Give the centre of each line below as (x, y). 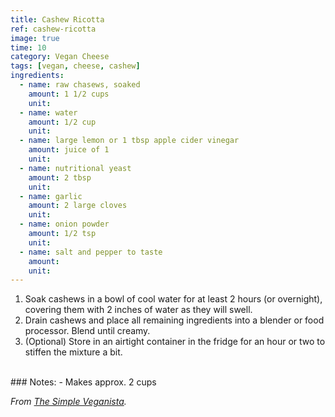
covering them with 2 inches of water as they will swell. (138, 310)
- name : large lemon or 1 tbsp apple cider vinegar (129, 141)
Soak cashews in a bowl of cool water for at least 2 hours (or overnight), (173, 299)
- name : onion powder (64, 224)
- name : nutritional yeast (75, 168)
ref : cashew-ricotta (53, 29)
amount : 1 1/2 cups (69, 94)
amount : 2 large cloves (78, 206)
